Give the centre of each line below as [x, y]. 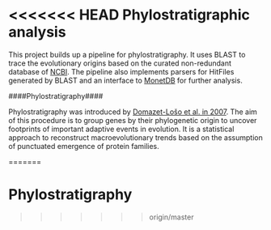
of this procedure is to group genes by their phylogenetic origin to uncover [133, 120]
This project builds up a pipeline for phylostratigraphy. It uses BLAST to [127, 54]
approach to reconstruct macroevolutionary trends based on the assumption [135, 137]
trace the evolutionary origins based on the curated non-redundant [120, 63]
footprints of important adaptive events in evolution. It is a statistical [121, 129]
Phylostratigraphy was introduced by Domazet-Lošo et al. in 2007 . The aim [133, 112]
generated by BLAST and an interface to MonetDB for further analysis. [125, 80]
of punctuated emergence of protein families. [84, 146]
